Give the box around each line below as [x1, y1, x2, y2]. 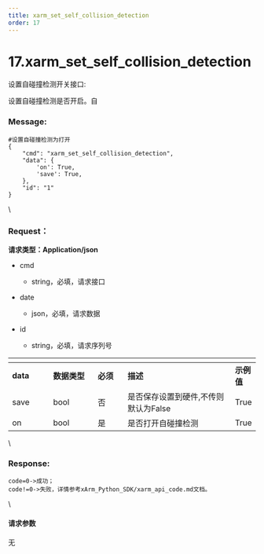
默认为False [126, 403, 171, 414]
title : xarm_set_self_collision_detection [8, 11, 149, 20]
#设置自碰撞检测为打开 [8, 135, 71, 144]
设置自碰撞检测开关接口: [8, 79, 86, 89]
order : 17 [8, 19, 41, 27]
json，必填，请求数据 [31, 309, 101, 318]
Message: [8, 116, 47, 127]
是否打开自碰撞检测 [126, 418, 199, 429]
